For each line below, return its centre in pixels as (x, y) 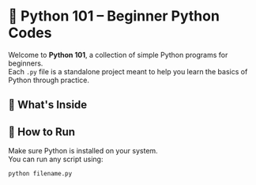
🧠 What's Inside (48, 105)
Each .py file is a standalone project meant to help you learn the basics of (128, 71)
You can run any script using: (56, 159)
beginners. (26, 63)
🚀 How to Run (42, 132)
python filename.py (40, 174)
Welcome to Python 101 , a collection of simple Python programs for (118, 55)
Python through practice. (49, 80)
